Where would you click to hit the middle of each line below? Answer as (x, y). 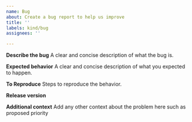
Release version (26, 96)
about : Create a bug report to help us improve (65, 17)
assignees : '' (23, 33)
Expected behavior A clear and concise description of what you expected (96, 67)
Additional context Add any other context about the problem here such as (96, 107)
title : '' (18, 22)
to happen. (19, 73)
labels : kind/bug (27, 28)
